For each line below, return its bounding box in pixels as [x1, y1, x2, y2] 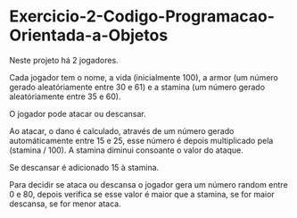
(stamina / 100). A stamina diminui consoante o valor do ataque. [9, 145, 243, 155]
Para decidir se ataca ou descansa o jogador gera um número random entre [9, 179, 288, 189]
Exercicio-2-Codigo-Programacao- [9, 6, 275, 27]
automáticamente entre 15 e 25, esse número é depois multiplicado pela [9, 135, 274, 146]
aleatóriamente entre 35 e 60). [9, 91, 121, 102]
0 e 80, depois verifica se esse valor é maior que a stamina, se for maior [9, 189, 275, 199]
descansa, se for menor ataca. [9, 198, 122, 209]
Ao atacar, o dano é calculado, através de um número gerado [9, 125, 235, 136]
